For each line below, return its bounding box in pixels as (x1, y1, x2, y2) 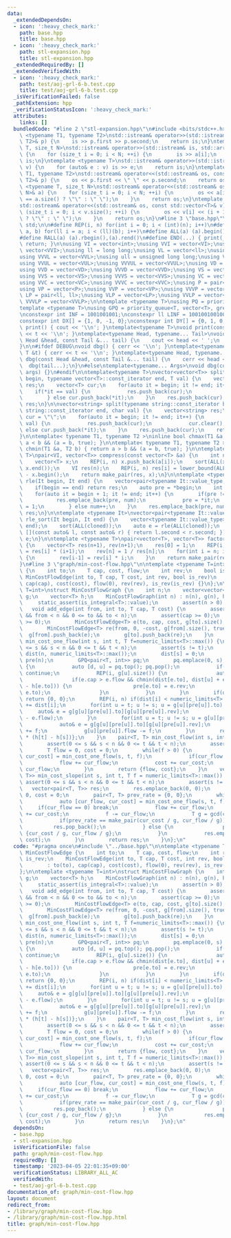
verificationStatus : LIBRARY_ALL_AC (13, 1169, 118, 1177)
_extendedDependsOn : (13, 17, 72, 23)
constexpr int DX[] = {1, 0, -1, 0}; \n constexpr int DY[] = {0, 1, (19, 318, 217, 324)
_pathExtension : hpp (13, 100, 72, 107)
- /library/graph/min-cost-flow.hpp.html (7, 1214, 128, 1221)
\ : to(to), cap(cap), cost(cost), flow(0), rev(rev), (19, 862, 201, 869)
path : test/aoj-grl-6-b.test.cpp (19, 81, 115, 87)
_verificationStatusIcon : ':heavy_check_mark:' (13, 106, 153, 113)
